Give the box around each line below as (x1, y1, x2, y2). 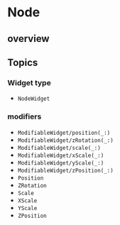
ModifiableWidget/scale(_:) (17, 144, 101, 151)
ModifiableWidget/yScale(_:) (17, 159, 104, 167)
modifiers (7, 111, 42, 121)
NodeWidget (17, 95, 50, 103)
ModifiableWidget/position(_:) (17, 129, 111, 136)
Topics (7, 56, 38, 68)
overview (7, 33, 50, 45)
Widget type (7, 77, 51, 87)
